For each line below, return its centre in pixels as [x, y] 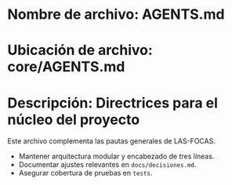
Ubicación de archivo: [80, 51]
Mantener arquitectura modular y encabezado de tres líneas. [116, 156]
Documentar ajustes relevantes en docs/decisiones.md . [107, 165]
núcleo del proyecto [74, 120]
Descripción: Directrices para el [113, 103]
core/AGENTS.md [66, 67]
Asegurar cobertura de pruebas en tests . [85, 173]
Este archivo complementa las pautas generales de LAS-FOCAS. [112, 141]
